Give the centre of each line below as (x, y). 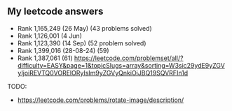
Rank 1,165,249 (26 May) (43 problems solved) (84, 28)
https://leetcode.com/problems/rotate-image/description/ (101, 100)
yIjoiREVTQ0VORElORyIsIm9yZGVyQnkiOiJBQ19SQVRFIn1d (103, 73)
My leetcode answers (55, 12)
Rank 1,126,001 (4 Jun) (50, 36)
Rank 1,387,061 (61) (45, 58)
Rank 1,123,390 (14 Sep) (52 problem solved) (82, 43)
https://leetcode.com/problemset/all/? (129, 58)
